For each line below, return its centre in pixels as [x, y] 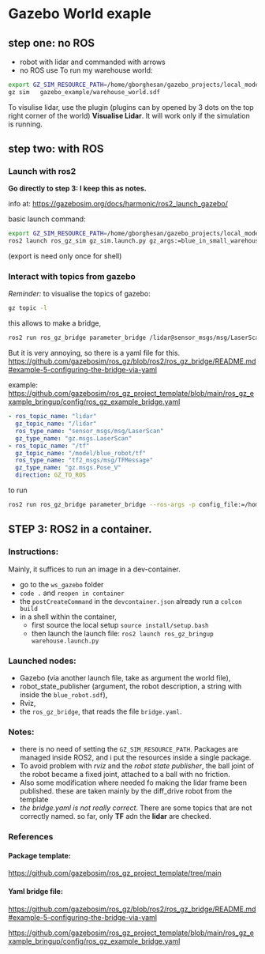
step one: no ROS [52, 43]
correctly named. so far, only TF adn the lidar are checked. [115, 816]
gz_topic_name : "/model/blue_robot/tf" [81, 453]
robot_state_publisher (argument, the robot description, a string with [131, 686]
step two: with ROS [56, 149]
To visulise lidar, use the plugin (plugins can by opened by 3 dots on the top [131, 107]
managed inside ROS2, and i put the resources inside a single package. [135, 758]
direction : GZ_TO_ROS [51, 475]
